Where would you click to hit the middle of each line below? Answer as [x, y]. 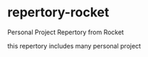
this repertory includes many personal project [74, 46]
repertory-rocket [58, 12]
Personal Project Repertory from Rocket [66, 32]
